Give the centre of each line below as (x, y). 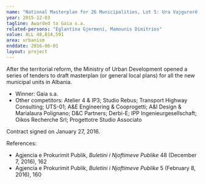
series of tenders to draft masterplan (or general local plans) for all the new (101, 75)
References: (21, 143)
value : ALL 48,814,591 (35, 35)
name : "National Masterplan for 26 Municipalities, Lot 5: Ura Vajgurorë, (103, 12)
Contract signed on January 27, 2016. (53, 131)
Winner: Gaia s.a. (37, 94)
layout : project (27, 52)
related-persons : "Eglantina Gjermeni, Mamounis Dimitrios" (85, 29)
